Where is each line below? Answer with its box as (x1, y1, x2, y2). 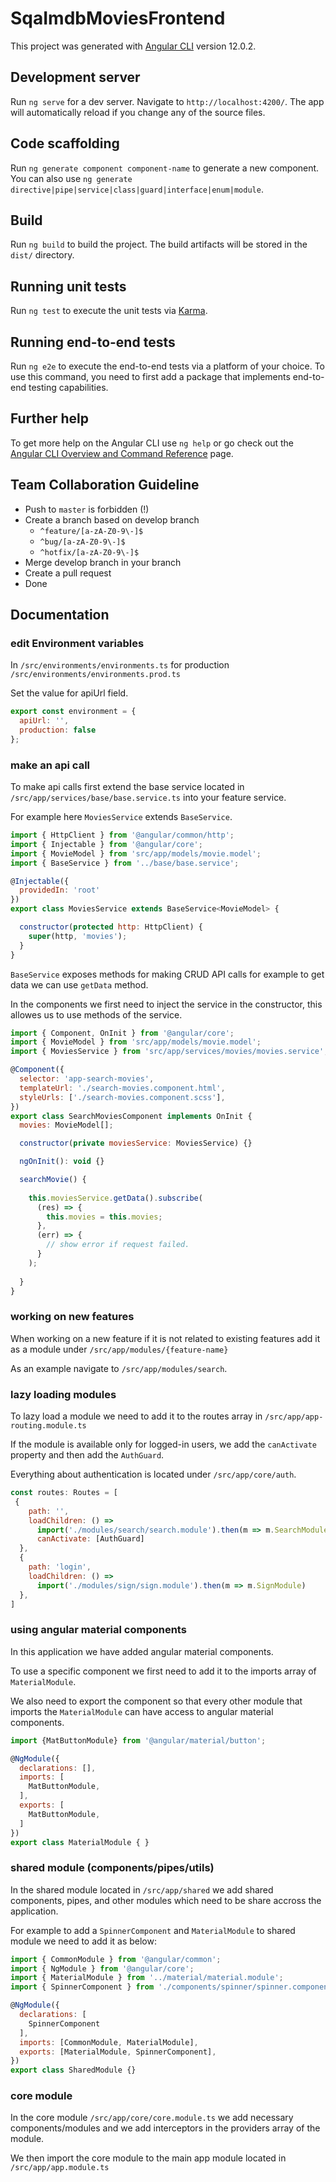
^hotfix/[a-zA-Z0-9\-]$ (39, 547, 140, 557)
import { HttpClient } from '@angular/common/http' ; (10, 830, 235, 841)
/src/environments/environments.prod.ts (10, 670, 182, 680)
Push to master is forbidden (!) (24, 503, 150, 515)
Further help (10, 410, 90, 427)
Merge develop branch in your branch (24, 556, 182, 568)
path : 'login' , (28, 1562, 92, 1572)
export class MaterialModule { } (10, 1837, 150, 1847)
